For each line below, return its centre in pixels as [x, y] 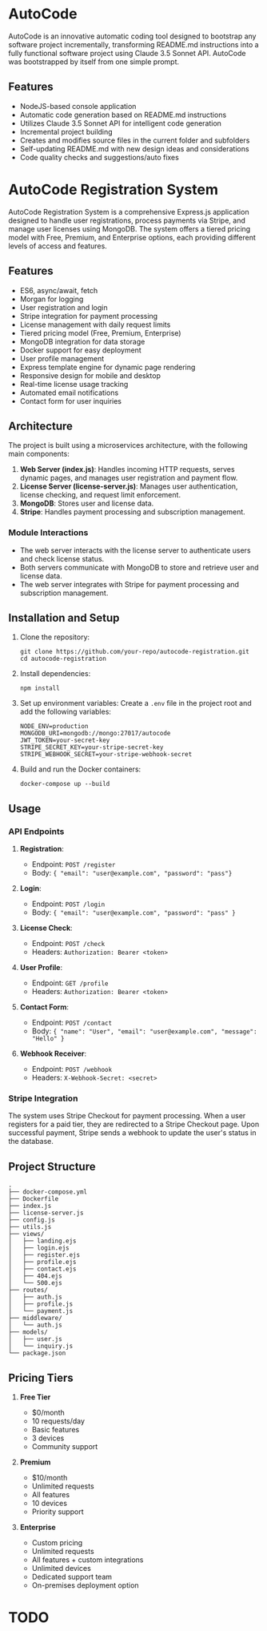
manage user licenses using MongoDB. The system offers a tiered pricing [130, 228]
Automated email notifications [69, 393]
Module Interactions [48, 533]
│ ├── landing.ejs [43, 1241]
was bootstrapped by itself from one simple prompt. [94, 62]
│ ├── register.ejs [44, 1255]
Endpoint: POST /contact [72, 1023]
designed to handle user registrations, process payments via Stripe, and [127, 220]
